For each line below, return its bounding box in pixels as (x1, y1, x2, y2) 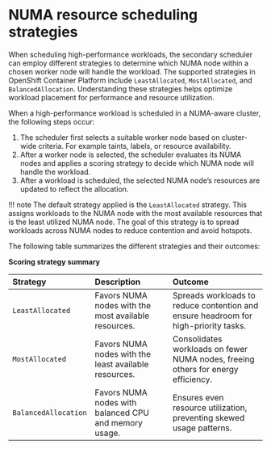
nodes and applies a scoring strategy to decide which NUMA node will (19, 158, 254, 167)
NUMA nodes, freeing (172, 354, 256, 365)
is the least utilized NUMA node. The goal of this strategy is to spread (8, 217, 240, 227)
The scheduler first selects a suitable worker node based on (19, 132, 220, 142)
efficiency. (172, 374, 212, 385)
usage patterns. (172, 422, 232, 434)
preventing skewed (172, 412, 245, 423)
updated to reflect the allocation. (19, 184, 129, 193)
